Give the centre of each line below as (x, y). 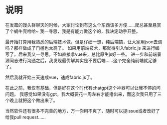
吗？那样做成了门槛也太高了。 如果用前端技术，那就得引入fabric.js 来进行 (80, 48)
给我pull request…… (25, 117)
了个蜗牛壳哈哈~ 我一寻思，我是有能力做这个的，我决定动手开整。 (73, 31)
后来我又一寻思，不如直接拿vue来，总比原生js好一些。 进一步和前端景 (90, 54)
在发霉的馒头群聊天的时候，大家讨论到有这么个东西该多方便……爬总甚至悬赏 (83, 25)
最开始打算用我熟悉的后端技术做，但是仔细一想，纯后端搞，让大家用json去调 (84, 42)
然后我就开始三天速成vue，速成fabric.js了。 (50, 77)
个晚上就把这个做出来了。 (31, 100)
